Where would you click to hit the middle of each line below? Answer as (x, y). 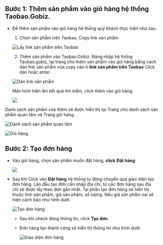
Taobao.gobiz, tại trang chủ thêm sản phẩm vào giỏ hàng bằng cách (88, 62)
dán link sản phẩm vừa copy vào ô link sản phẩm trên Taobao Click (87, 67)
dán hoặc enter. (35, 72)
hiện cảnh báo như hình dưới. (41, 199)
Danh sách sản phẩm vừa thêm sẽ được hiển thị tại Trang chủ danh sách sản (82, 109)
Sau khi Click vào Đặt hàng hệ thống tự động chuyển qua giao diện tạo (83, 179)
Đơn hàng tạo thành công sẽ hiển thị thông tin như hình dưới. (80, 228)
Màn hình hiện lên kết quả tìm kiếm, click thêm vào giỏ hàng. (73, 91)
